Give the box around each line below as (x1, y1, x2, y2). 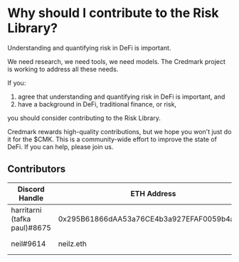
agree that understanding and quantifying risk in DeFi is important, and (17, 92, 225, 101)
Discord (17, 184, 45, 194)
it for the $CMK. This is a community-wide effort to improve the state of (7, 135, 217, 143)
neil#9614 (11, 239, 46, 249)
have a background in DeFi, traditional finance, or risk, (17, 99, 176, 108)
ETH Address (130, 188, 176, 198)
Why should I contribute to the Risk (7, 5, 219, 21)
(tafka (11, 214, 31, 224)
